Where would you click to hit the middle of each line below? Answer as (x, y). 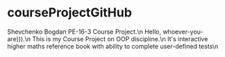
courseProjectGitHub (69, 13)
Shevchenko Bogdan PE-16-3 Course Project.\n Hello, (84, 32)
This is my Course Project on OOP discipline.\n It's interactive (120, 38)
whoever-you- (183, 32)
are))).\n (19, 38)
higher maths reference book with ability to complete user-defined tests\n (113, 46)
